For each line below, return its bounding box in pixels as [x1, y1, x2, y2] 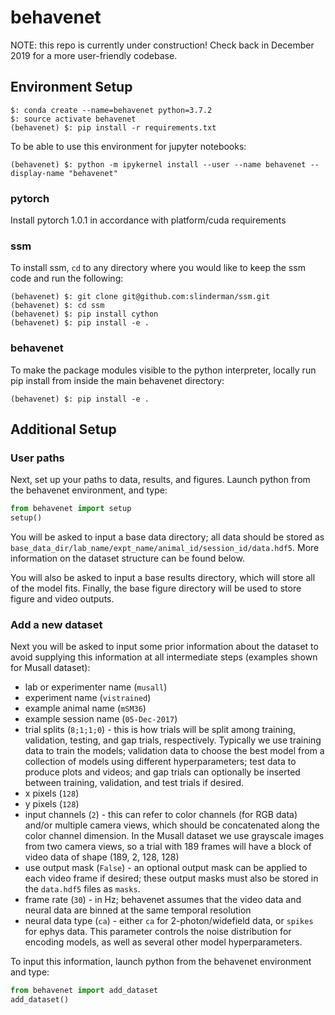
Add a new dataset [10, 618, 103, 631]
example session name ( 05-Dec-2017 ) [24, 713, 178, 725]
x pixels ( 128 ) [24, 787, 80, 800]
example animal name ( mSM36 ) [24, 702, 147, 715]
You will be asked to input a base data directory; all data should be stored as [10, 531, 325, 543]
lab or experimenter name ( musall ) [24, 681, 168, 693]
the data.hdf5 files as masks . [24, 883, 141, 895]
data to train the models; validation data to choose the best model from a [24, 745, 325, 757]
